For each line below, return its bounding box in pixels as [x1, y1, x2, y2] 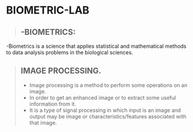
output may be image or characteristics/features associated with [29, 113, 187, 120]
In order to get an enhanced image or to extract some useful [29, 94, 176, 101]
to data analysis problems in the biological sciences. [6, 49, 133, 56]
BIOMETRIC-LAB [6, 4, 90, 17]
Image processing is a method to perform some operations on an [29, 81, 188, 88]
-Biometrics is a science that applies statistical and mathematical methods [6, 42, 187, 49]
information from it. [29, 100, 77, 107]
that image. [29, 119, 57, 126]
